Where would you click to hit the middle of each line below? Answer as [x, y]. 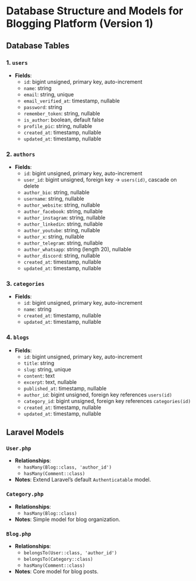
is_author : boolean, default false [64, 120]
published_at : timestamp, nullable [65, 388]
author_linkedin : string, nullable [63, 224]
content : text [39, 376]
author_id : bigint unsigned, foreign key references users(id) [98, 395]
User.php [19, 449]
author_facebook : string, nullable [63, 211]
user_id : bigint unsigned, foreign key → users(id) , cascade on [100, 180]
